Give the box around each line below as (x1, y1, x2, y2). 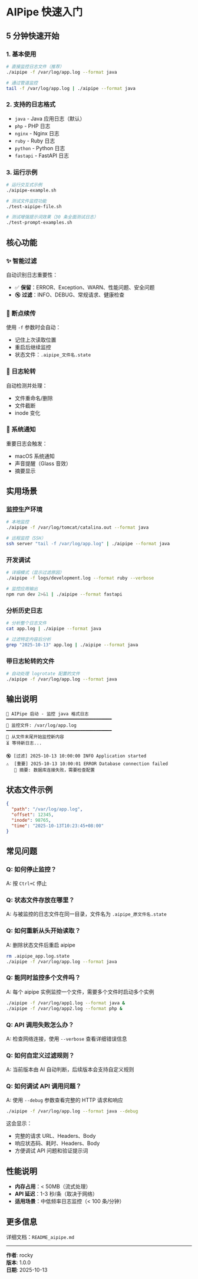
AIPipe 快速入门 (6, 5, 83, 19)
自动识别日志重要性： (6, 271, 58, 278)
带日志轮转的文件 (6, 657, 55, 665)
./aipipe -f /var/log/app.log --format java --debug (6, 1108, 138, 1114)
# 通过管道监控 (6, 80, 38, 86)
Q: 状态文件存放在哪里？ (6, 896, 75, 904)
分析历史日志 (6, 606, 43, 614)
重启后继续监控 (14, 344, 51, 351)
